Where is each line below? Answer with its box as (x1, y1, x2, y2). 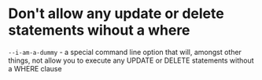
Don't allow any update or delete (8, 5, 224, 23)
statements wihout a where (8, 21, 190, 39)
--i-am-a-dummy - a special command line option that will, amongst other (8, 47, 242, 56)
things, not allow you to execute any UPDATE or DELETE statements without (8, 56, 254, 65)
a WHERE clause (8, 64, 62, 73)
